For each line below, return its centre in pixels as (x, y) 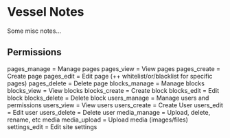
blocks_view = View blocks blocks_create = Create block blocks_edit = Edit (113, 90)
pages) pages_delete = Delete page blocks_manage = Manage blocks (106, 83)
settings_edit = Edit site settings (52, 126)
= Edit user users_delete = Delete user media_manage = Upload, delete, (109, 112)
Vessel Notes (46, 12)
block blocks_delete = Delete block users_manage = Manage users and (108, 98)
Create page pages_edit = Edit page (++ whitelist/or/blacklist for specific (110, 76)
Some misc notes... (34, 31)
